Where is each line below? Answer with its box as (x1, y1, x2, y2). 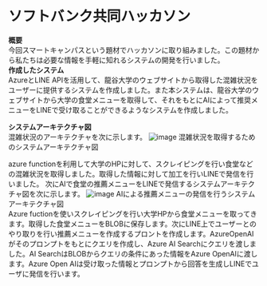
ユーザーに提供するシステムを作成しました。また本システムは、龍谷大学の (8, 85, 253, 94)
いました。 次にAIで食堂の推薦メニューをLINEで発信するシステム (8, 179, 221, 189)
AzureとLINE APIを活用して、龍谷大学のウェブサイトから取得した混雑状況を (8, 75, 258, 85)
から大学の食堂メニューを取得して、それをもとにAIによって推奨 (42, 95, 251, 105)
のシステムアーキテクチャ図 (8, 141, 99, 152)
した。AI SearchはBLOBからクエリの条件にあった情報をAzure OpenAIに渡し (8, 248, 258, 258)
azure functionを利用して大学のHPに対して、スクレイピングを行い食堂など (8, 159, 253, 169)
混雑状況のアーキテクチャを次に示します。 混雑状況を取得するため (8, 132, 256, 141)
